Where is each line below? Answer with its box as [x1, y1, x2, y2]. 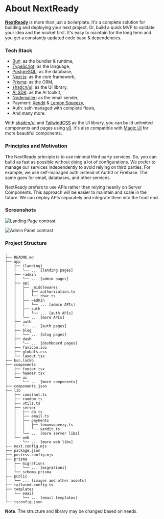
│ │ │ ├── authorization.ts [5, 289, 76, 294]
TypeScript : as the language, [12, 63, 70, 69]
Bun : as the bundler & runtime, [12, 58, 74, 64]
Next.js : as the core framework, [12, 74, 76, 80]
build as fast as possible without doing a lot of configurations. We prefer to [5, 159, 156, 165]
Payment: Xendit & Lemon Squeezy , [12, 100, 85, 106]
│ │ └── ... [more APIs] [5, 315, 65, 320]
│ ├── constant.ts [5, 392, 47, 397]
